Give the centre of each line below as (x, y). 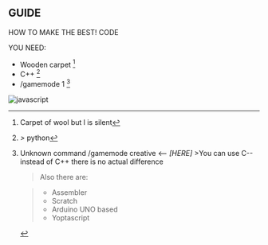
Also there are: (64, 177)
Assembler (69, 192)
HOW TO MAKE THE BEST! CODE (63, 32)
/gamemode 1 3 (45, 83)
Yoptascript (71, 217)
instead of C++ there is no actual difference (91, 161)
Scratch (65, 200)
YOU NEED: (27, 48)
